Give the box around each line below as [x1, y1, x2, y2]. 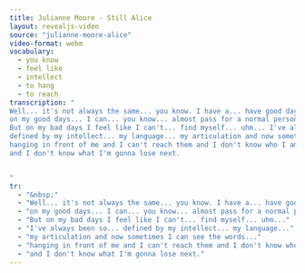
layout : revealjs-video [9, 22, 100, 31]
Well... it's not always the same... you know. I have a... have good [9, 106, 282, 116]
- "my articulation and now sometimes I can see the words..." [17, 232, 261, 241]
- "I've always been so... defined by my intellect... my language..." [17, 224, 295, 233]
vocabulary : [9, 47, 54, 56]
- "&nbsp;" [17, 190, 59, 199]
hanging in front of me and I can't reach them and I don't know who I [9, 140, 286, 149]
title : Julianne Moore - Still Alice [9, 13, 152, 23]
